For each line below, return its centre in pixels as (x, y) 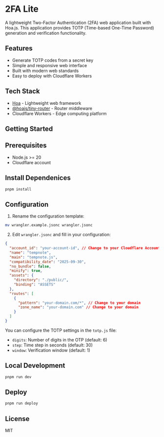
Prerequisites (26, 146)
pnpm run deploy (21, 403)
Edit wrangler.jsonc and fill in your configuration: (61, 235)
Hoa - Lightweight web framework (47, 103)
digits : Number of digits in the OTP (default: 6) (60, 340)
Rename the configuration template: (48, 216)
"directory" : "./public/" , (41, 280)
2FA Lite (22, 9)
